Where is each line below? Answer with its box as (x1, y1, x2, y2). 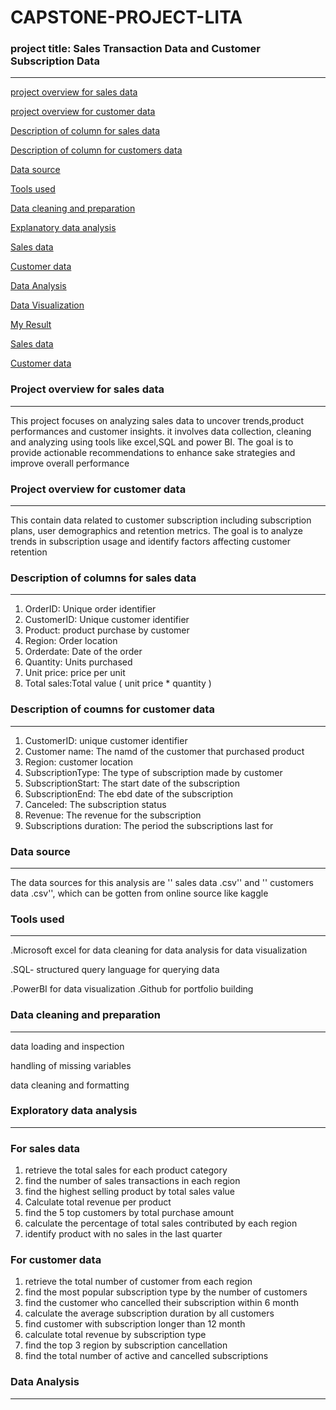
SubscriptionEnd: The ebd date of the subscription (24, 787, 233, 800)
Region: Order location (24, 635, 118, 647)
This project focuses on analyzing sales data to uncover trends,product (10, 414, 305, 426)
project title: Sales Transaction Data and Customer (10, 42, 261, 56)
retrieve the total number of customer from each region (24, 1276, 253, 1288)
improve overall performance (10, 457, 130, 469)
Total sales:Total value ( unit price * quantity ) (24, 677, 212, 690)
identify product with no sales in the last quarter (24, 1228, 223, 1240)
